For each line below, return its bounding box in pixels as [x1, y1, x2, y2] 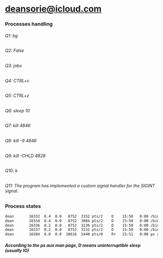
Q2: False [5, 47, 24, 54]
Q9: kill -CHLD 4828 [5, 152, 46, 158]
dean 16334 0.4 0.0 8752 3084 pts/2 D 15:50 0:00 [5, 218, 149, 223]
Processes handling [5, 21, 53, 28]
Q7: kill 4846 [5, 122, 31, 129]
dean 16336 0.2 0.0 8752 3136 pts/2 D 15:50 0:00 [5, 223, 149, 228]
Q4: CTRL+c [5, 77, 30, 83]
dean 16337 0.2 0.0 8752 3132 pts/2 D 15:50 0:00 [5, 228, 149, 232]
